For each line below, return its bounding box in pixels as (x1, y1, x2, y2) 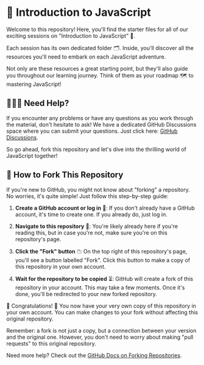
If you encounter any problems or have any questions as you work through (6, 114, 194, 121)
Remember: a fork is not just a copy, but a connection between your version (6, 327, 197, 334)
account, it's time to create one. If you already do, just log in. (15, 210, 167, 218)
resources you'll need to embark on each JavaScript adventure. (6, 53, 166, 60)
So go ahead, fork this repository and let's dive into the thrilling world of (6, 146, 187, 153)
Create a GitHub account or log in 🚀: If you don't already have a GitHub (15, 204, 195, 211)
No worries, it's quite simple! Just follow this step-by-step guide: (6, 192, 169, 200)
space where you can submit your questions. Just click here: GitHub (6, 127, 178, 135)
